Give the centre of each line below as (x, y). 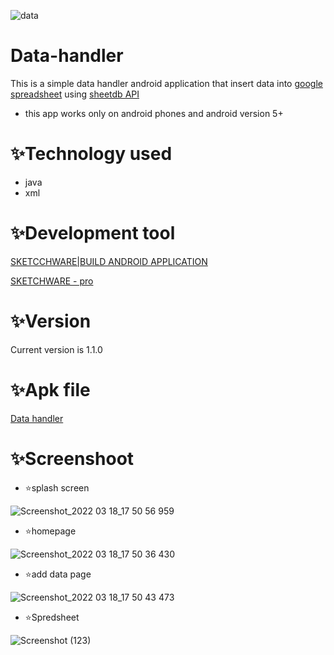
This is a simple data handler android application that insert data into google (166, 83)
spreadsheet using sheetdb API (75, 94)
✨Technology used (91, 154)
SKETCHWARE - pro (52, 281)
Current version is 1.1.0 (56, 349)
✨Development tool (93, 233)
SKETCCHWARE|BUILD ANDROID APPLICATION (109, 261)
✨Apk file (50, 389)
